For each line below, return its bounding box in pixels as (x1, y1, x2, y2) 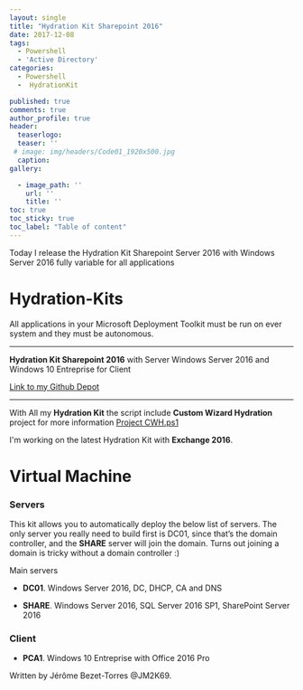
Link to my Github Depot (9, 381, 100, 392)
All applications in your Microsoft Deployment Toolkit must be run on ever (9, 318, 282, 329)
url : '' (25, 189, 54, 198)
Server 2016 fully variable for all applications (9, 257, 175, 268)
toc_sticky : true (9, 214, 75, 223)
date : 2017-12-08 (9, 30, 75, 39)
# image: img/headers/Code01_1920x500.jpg (13, 147, 176, 156)
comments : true (9, 105, 67, 114)
